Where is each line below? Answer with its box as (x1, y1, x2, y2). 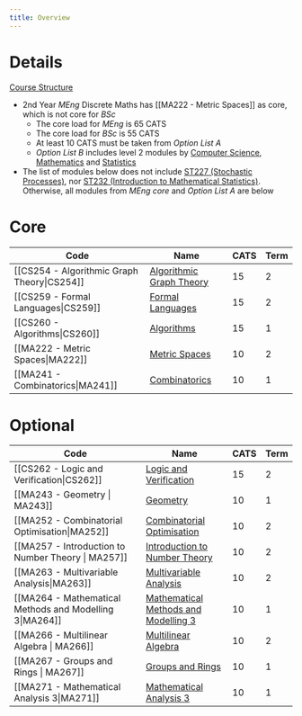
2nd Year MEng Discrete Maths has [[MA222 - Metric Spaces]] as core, (22, 99, 288, 110)
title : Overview (9, 13, 70, 22)
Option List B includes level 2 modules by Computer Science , (35, 147, 262, 157)
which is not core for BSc (22, 109, 117, 120)
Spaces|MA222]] (13, 353, 88, 365)
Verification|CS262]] (13, 474, 102, 487)
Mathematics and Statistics (35, 157, 137, 167)
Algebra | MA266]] (13, 640, 94, 653)
